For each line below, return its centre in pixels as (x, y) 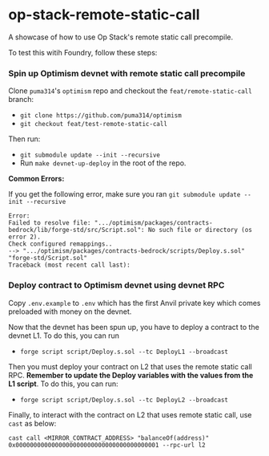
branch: (21, 100)
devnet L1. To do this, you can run (64, 336)
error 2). (25, 237)
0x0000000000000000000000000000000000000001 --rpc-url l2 (107, 445)
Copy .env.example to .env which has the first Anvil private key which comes (134, 303)
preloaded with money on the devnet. (70, 311)
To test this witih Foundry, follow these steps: (83, 52)
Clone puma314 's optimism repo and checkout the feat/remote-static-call (130, 91)
